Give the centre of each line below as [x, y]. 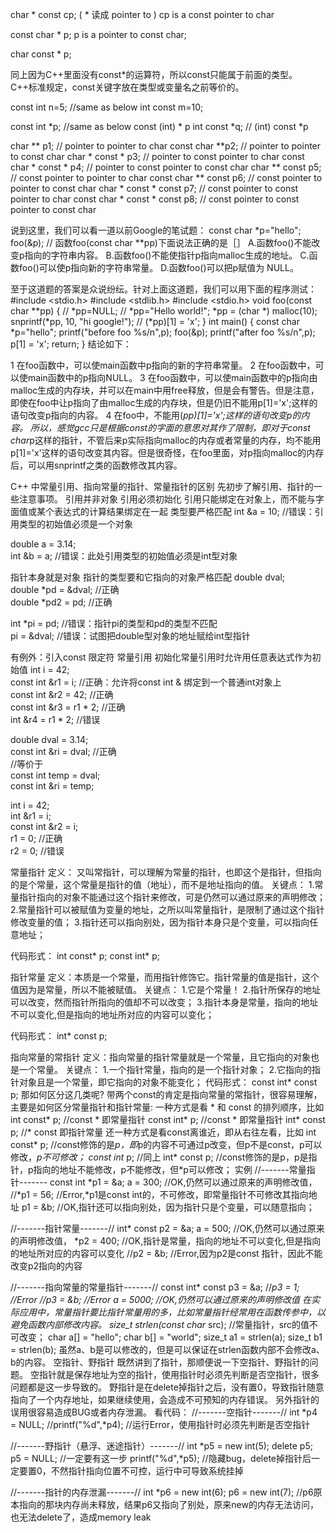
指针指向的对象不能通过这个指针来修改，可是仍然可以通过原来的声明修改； [172, 897]
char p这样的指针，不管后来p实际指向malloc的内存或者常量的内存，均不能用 [166, 440]
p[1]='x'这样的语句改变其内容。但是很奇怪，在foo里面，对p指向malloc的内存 [167, 452]
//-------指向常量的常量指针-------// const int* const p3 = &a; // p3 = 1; [155, 1287]
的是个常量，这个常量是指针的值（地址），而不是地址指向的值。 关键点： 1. [162, 884]
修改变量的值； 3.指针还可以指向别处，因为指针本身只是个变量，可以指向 [160, 922]
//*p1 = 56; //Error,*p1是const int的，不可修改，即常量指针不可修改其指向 [159, 1194]
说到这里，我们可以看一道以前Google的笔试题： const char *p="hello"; [156, 230]
